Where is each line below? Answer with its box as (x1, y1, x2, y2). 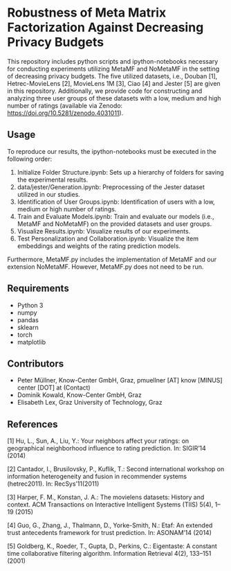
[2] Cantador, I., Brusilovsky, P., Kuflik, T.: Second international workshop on (7, 465, 225, 473)
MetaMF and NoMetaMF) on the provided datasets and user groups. (17, 220, 212, 228)
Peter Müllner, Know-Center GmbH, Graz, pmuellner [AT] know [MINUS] (17, 376, 223, 385)
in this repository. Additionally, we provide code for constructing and (7, 87, 203, 95)
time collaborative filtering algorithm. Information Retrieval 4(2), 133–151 (7, 550, 212, 558)
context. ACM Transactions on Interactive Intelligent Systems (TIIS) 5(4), (7, 500, 214, 509)
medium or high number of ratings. (17, 204, 117, 213)
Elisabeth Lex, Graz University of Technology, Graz (17, 398, 163, 407)
